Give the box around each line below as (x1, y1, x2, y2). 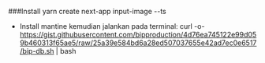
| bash (55, 47, 77, 55)
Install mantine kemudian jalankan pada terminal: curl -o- (19, 22, 205, 30)
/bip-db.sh (19, 47, 54, 55)
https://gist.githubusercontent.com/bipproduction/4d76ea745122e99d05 (19, 30, 257, 39)
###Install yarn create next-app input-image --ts (8, 7, 167, 16)
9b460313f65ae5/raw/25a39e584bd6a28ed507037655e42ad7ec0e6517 (19, 38, 257, 47)
